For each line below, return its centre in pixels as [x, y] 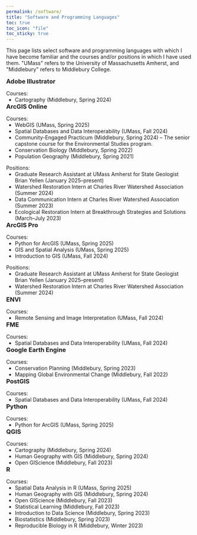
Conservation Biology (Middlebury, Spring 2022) [74, 150]
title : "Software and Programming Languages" [63, 17]
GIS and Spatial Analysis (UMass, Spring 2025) [72, 250]
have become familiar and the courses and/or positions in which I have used [99, 57]
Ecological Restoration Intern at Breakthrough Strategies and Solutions [100, 212]
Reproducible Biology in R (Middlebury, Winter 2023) [79, 526]
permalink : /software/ [34, 12]
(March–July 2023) [38, 218]
